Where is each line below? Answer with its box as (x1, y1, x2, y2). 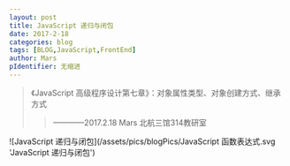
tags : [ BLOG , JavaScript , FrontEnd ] (9, 46, 137, 55)
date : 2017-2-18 (9, 29, 69, 38)
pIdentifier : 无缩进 (9, 63, 81, 72)
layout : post (9, 12, 57, 22)
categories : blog (9, 37, 73, 47)
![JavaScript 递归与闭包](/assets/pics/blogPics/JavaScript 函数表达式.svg (9, 136, 276, 147)
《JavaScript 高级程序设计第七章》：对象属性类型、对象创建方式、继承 (30, 87, 281, 98)
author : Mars (9, 54, 57, 63)
